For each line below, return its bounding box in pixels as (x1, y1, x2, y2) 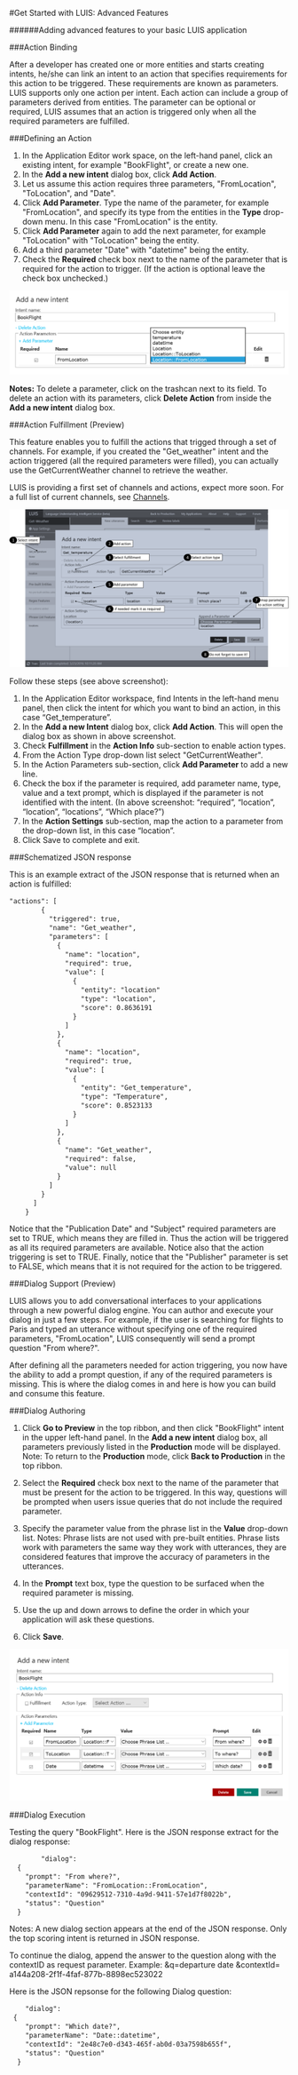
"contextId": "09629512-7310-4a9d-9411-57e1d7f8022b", (25, 1889, 232, 1899)
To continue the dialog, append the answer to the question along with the (9, 1950, 277, 1960)
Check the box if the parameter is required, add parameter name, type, (21, 777, 281, 789)
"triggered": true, (48, 914, 122, 923)
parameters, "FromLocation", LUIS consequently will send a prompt (9, 1332, 255, 1344)
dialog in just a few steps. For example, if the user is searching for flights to (9, 1314, 284, 1324)
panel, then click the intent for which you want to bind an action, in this (21, 702, 281, 713)
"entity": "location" (80, 985, 161, 994)
